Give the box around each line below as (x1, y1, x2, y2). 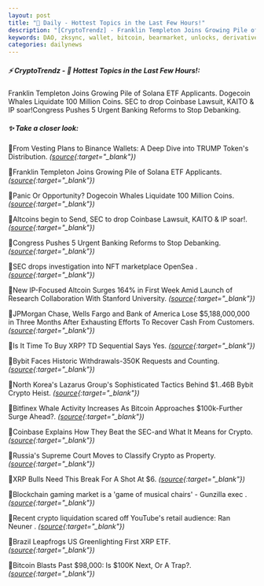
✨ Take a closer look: (8, 123, 79, 132)
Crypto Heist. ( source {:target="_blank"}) (8, 388, 140, 398)
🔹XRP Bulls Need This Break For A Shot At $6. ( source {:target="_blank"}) (8, 474, 246, 484)
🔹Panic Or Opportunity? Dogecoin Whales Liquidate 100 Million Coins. (8, 191, 234, 201)
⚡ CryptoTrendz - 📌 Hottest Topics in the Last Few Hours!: (8, 65, 200, 75)
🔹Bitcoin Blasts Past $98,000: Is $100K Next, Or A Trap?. (8, 561, 192, 570)
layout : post (8, 11, 51, 20)
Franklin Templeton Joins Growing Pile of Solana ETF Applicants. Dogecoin (8, 88, 251, 98)
